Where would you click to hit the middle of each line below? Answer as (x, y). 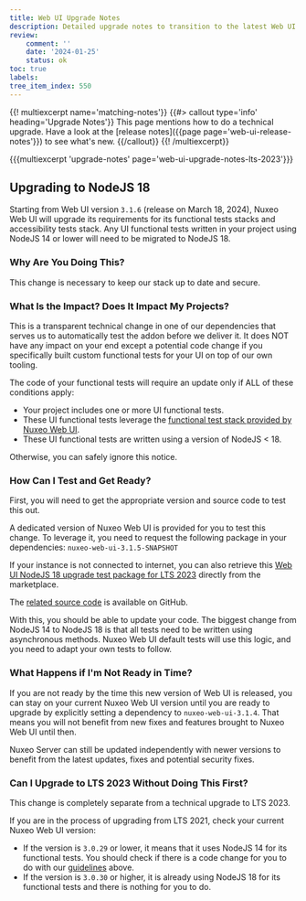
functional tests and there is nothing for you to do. (117, 886)
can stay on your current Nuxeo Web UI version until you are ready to (140, 703)
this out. (25, 510)
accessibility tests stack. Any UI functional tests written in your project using (153, 229)
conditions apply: (42, 392)
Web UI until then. (43, 732)
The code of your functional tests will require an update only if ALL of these (152, 383)
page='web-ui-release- (248, 131)
